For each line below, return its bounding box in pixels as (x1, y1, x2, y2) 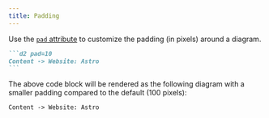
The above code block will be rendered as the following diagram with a (8, 79, 245, 89)
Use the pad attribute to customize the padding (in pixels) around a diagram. (8, 34, 262, 44)
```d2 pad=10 (8, 49, 53, 57)
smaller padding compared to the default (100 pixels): (8, 88, 187, 98)
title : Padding (8, 11, 60, 20)
